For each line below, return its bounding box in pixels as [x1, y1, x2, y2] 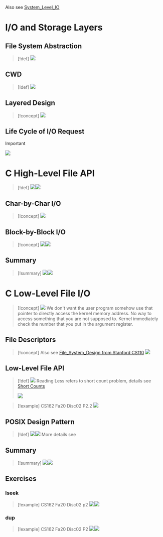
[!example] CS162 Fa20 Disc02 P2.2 [17, 403, 92, 409]
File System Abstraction [5, 42, 82, 50]
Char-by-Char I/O [5, 199, 61, 208]
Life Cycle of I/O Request [5, 127, 85, 136]
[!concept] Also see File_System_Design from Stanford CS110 [17, 349, 144, 355]
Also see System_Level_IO [5, 5, 60, 10]
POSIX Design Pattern [5, 418, 75, 426]
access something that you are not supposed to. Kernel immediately [17, 316, 158, 322]
